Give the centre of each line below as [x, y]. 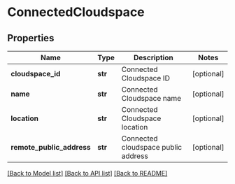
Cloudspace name [151, 98]
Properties [31, 38]
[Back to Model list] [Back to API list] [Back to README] [87, 173]
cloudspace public [152, 147]
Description [153, 58]
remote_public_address [51, 147]
